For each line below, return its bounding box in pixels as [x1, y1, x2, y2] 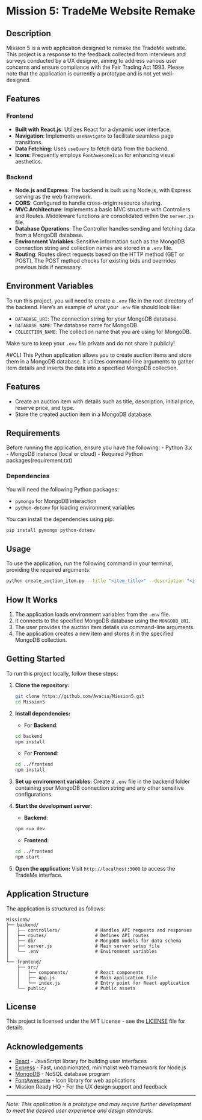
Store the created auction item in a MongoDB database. [14, 411, 153, 418]
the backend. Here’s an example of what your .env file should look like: [6, 303, 182, 310]
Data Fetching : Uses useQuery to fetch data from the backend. [14, 145, 170, 152]
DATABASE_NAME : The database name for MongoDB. [14, 321, 139, 328]
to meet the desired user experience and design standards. [6, 1107, 153, 1115]
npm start [14, 854, 40, 860]
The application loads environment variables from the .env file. [14, 611, 170, 618]
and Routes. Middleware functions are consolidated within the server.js [14, 212, 194, 219]
